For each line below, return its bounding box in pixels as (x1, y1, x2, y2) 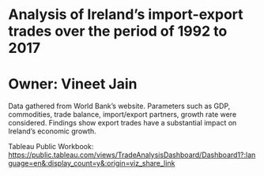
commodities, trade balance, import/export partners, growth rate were (8, 110, 237, 119)
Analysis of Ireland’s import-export (8, 6, 243, 24)
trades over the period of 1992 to (8, 22, 228, 40)
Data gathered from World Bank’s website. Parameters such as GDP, (8, 101, 231, 111)
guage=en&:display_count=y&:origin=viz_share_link (8, 159, 175, 168)
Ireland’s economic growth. (8, 126, 96, 136)
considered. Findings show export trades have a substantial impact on (8, 118, 237, 128)
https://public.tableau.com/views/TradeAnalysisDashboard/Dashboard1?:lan (8, 150, 256, 159)
